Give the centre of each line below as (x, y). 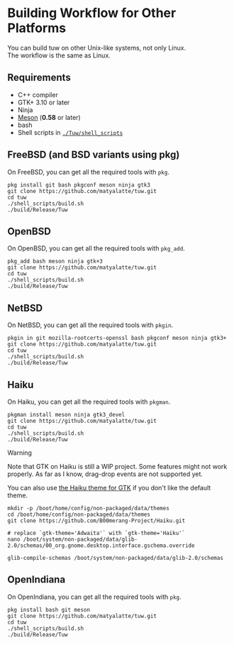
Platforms (37, 28)
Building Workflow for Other (92, 13)
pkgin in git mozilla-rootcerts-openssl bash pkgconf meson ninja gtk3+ (117, 338)
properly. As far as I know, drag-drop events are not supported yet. (105, 474)
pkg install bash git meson (49, 610)
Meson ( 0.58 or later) (49, 117)
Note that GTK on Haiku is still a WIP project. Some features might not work (117, 467)
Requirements (39, 78)
